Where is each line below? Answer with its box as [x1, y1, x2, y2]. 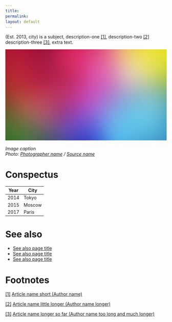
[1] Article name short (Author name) [5, 291, 83, 297]
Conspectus [5, 169, 59, 180]
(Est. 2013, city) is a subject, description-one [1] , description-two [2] [5, 34, 149, 40]
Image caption [5, 145, 36, 151]
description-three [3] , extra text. [5, 39, 73, 46]
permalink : [5, 13, 29, 19]
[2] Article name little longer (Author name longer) [5, 301, 111, 307]
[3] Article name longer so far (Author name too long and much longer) [5, 311, 155, 317]
